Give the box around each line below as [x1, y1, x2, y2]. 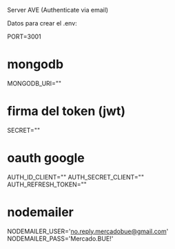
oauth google [7, 151, 85, 166]
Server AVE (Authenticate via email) [7, 6, 109, 14]
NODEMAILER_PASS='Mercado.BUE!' [7, 234, 114, 243]
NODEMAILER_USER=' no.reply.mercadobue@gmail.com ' [7, 227, 169, 235]
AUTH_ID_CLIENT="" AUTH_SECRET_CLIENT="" [7, 173, 145, 181]
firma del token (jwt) [7, 103, 126, 119]
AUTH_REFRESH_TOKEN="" [7, 180, 87, 188]
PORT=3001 [7, 32, 41, 41]
